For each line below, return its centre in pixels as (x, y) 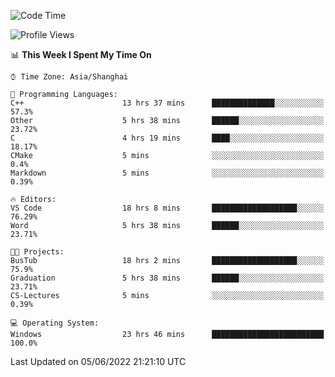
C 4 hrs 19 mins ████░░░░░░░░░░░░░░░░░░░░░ (167, 138)
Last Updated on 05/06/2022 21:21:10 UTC (98, 361)
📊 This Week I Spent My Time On (81, 54)
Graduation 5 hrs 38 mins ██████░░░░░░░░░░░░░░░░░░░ (167, 278)
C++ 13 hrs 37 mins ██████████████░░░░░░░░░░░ (167, 103)
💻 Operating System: (55, 323)
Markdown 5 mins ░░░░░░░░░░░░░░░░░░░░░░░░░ (167, 173)
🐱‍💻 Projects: (37, 252)
